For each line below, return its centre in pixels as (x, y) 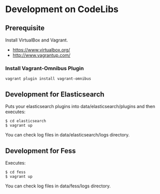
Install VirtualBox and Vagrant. (37, 40)
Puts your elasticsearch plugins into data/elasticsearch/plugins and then (80, 107)
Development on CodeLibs (62, 9)
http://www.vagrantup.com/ (41, 55)
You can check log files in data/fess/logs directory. (58, 186)
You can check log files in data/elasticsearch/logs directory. (67, 135)
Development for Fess (41, 151)
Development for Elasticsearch (55, 94)
